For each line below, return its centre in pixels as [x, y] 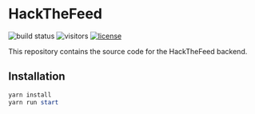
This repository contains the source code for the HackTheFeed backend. [128, 51]
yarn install [30, 95]
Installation [37, 77]
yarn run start [34, 102]
